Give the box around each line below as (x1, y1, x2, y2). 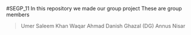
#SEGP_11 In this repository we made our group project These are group (6, 5, 183, 12)
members (6, 11, 30, 18)
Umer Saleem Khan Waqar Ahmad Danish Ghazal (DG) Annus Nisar (20, 23, 186, 29)
